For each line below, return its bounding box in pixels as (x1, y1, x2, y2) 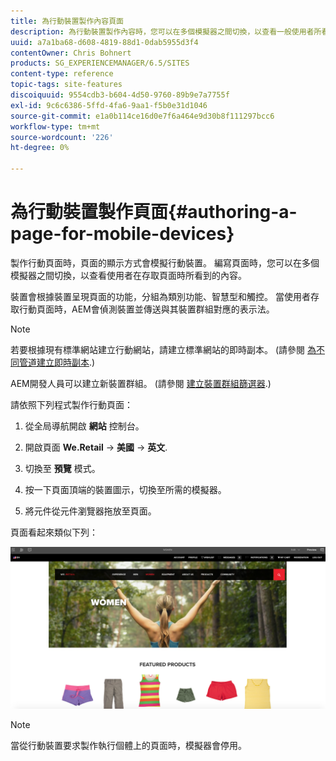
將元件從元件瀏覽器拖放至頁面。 (24, 505, 157, 517)
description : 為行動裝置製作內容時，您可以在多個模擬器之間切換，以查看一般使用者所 (10, 26, 322, 37)
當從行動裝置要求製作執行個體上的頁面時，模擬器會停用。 (10, 739, 247, 751)
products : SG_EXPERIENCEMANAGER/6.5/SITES (10, 58, 190, 69)
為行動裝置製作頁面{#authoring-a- (10, 201, 298, 224)
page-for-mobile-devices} (10, 223, 235, 245)
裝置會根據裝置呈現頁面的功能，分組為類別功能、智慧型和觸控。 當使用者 (10, 290, 311, 302)
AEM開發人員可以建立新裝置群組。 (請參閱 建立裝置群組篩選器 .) (10, 377, 272, 389)
